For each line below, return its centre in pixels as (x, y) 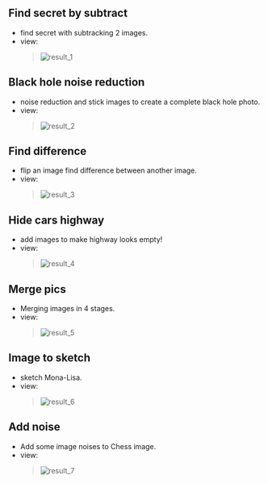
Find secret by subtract (68, 13)
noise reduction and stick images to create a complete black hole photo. (140, 102)
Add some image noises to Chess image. (88, 446)
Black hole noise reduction (77, 83)
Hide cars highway (57, 220)
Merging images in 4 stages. (67, 309)
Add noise (34, 427)
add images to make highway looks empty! (91, 239)
